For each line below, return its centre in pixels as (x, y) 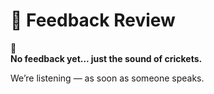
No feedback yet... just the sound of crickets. (106, 58)
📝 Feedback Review (93, 20)
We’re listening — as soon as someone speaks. (107, 78)
